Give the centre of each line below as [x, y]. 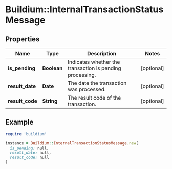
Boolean [52, 68]
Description [102, 53]
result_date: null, [31, 153]
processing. [82, 75]
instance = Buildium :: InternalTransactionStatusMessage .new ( [72, 143]
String [50, 101]
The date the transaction [97, 83]
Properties [23, 39]
